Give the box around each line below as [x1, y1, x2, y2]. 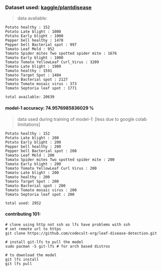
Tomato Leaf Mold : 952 [5, 47, 55, 52]
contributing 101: [5, 211, 41, 217]
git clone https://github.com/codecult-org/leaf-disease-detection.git [5, 231, 157, 236]
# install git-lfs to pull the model [5, 239, 84, 245]
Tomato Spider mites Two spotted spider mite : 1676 [5, 51, 117, 56]
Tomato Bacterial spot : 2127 [5, 77, 68, 82]
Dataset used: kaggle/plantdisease [5, 4, 92, 11]
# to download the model [5, 253, 57, 258]
